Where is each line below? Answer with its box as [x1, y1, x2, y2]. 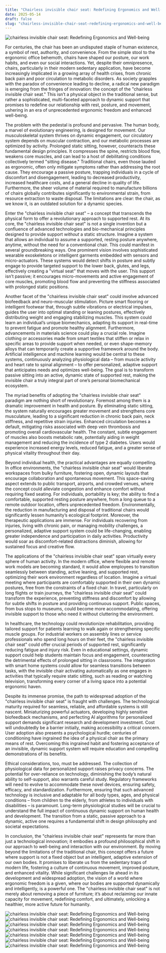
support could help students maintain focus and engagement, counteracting [5, 652, 160, 658]
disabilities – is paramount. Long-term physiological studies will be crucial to [5, 803, 161, 809]
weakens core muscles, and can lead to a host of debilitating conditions [5, 154, 151, 160]
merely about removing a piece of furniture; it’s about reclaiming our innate [5, 891, 158, 897]
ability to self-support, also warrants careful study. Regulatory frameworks [5, 777, 157, 782]
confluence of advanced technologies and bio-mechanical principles [5, 226, 145, 232]
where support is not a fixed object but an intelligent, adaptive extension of [5, 854, 158, 860]
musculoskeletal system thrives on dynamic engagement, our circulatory [5, 132, 153, 138]
